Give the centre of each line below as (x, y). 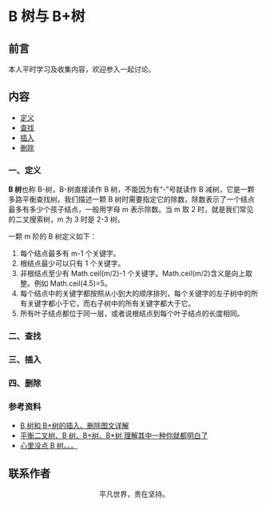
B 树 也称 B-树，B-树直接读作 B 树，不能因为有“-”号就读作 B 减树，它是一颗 (131, 190)
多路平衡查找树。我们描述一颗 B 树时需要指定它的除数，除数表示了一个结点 (132, 199)
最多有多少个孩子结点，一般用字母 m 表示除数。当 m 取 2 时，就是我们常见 (131, 210)
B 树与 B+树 (47, 16)
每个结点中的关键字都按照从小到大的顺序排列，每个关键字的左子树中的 (135, 294)
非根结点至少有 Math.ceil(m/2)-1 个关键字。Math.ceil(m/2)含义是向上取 (136, 274)
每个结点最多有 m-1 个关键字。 (70, 254)
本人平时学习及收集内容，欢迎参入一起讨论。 (82, 69)
